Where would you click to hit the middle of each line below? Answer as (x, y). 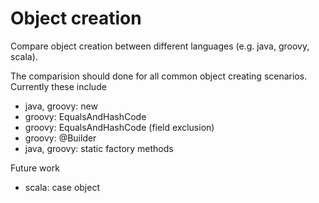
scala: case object (62, 187)
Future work (35, 168)
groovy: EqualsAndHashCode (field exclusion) (119, 127)
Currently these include (58, 86)
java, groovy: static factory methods (99, 148)
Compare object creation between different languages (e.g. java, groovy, (160, 46)
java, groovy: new (61, 106)
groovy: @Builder (60, 138)
